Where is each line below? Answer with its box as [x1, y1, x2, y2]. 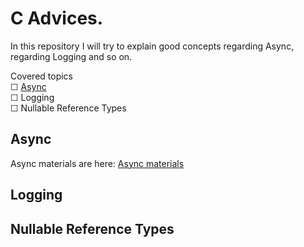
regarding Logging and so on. [10, 50, 133, 62]
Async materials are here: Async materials [10, 157, 185, 169]
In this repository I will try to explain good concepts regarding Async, [10, 40, 295, 52]
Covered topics [10, 70, 74, 82]
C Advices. [10, 7, 104, 30]
